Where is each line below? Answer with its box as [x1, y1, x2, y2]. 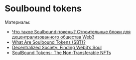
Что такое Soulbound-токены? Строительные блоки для [11, 29, 131, 34]
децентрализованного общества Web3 [11, 34, 95, 40]
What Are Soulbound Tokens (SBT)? [11, 39, 86, 45]
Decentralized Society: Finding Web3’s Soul [11, 44, 102, 50]
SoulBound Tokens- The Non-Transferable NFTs [11, 50, 111, 56]
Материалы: [4, 19, 31, 25]
